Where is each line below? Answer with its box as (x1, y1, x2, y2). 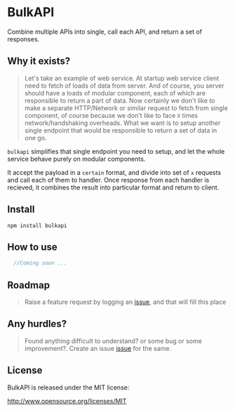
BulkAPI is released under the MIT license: (7, 383, 130, 392)
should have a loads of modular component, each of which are (24, 88, 206, 97)
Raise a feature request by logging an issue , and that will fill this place (24, 298, 227, 306)
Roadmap (7, 279, 51, 291)
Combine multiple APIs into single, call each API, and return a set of (7, 27, 202, 36)
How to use (7, 241, 58, 253)
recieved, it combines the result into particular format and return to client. (7, 183, 220, 192)
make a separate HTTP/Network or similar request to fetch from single (24, 103, 228, 112)
